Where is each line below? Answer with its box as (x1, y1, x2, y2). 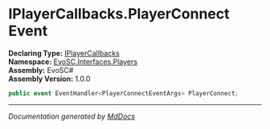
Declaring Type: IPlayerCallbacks (8, 48, 121, 58)
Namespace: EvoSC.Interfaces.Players (8, 57, 138, 67)
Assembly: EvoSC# (8, 65, 74, 75)
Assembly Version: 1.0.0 (8, 74, 91, 83)
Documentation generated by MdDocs (8, 111, 135, 121)
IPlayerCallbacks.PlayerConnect (8, 5, 230, 23)
